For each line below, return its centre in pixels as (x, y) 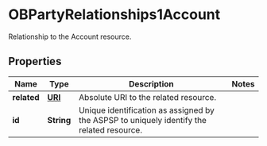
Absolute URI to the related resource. (147, 97)
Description (151, 83)
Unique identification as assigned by (146, 110)
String (59, 120)
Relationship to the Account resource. (70, 36)
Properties (35, 61)
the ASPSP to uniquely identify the (142, 120)
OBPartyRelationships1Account (114, 15)
